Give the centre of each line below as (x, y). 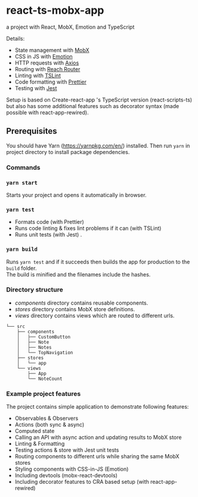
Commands (23, 167)
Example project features (44, 394)
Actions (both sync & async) (49, 425)
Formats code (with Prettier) (49, 222)
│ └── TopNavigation (45, 352)
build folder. (21, 268)
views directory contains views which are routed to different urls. (95, 315)
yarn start (22, 182)
